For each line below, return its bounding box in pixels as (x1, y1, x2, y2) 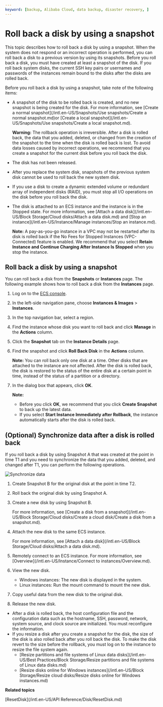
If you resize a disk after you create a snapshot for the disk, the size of (12, 631, 154, 637)
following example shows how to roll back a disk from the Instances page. (5, 281, 154, 287)
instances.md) (19, 678, 48, 684)
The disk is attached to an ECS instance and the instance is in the (12, 203, 144, 209)
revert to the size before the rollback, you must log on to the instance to (12, 641, 156, 648)
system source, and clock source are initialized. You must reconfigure (12, 621, 152, 627)
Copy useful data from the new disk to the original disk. (12, 592, 123, 597)
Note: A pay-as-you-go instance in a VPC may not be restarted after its (12, 228, 155, 234)
